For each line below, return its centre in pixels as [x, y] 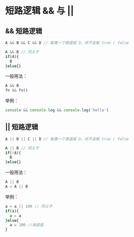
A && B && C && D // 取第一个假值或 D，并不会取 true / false [67, 43]
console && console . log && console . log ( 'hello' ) [57, 110]
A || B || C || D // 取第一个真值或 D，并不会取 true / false [67, 139]
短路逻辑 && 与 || [40, 11]
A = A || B [17, 187]
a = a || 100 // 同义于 [29, 206]
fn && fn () [17, 91]
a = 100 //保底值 [27, 225]
